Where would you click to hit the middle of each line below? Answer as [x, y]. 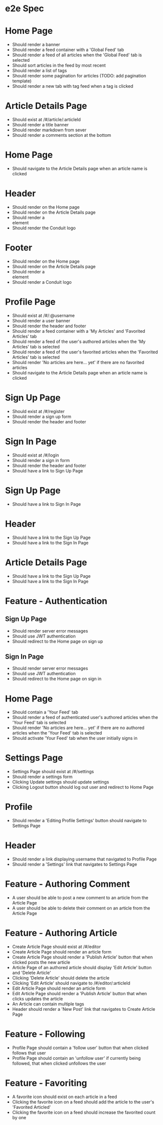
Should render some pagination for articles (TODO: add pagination [79, 76]
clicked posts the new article [41, 962]
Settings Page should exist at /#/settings [53, 772]
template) [22, 81]
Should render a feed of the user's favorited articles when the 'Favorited [85, 352]
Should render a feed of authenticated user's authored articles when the [85, 717]
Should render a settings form [42, 777]
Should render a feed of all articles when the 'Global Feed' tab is [77, 55]
